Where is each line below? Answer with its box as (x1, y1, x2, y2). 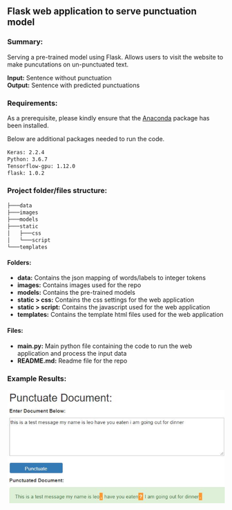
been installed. (7, 121, 50, 129)
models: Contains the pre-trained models (17, 289, 136, 297)
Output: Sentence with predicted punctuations (7, 81, 140, 89)
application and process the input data (17, 349, 127, 357)
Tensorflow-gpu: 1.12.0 (7, 163, 76, 170)
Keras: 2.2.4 (7, 149, 45, 156)
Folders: (7, 258, 32, 266)
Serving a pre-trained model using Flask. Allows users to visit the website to (7, 53, 224, 61)
